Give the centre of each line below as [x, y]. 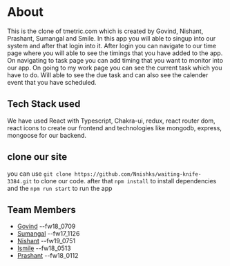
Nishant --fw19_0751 [46, 241]
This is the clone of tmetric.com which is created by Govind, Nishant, [105, 31]
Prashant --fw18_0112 [48, 256]
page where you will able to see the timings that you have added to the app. [115, 53]
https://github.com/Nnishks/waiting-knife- [138, 174]
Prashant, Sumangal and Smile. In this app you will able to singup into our [112, 38]
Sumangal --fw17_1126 [48, 234]
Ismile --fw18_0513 [44, 248]
